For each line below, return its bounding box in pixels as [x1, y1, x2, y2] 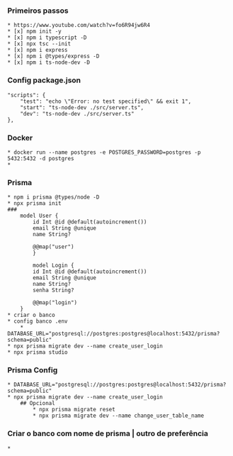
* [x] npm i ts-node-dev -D [7, 59, 91, 66]
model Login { [33, 262, 74, 269]
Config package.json [7, 75, 81, 85]
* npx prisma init [7, 200, 62, 207]
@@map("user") [33, 243, 74, 250]
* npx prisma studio [7, 349, 69, 356]
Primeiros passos [7, 6, 69, 16]
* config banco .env [7, 318, 69, 325]
